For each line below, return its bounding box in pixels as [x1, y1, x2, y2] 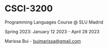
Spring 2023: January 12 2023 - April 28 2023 [4, 28, 100, 34]
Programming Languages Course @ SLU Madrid [4, 19, 104, 25]
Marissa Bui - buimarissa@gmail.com [4, 38, 81, 44]
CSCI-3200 [4, 3, 53, 14]
